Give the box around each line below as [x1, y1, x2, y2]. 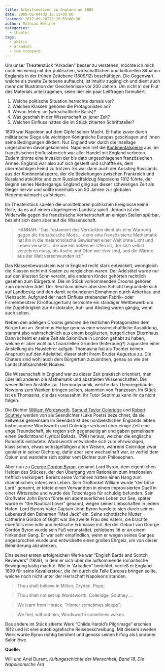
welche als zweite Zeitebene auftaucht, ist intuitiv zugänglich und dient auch [5, 78, 160, 84]
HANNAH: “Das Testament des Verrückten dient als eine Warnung [17, 226, 151, 232]
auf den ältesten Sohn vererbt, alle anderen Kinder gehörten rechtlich [5, 273, 146, 279]
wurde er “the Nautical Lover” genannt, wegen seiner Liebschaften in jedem [5, 500, 159, 506]
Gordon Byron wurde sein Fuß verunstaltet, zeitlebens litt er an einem [5, 527, 146, 533]
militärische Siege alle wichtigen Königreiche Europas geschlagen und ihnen [5, 134, 160, 140]
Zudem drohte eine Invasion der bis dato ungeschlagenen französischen [5, 155, 153, 161]
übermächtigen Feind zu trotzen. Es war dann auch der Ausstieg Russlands [5, 165, 158, 171]
